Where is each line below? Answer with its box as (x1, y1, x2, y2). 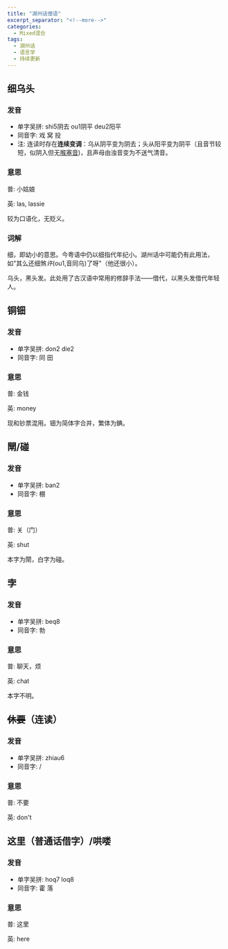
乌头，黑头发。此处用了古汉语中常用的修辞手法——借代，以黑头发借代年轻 (7, 274, 220, 282)
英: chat (7, 677, 30, 685)
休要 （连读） (7, 713, 62, 726)
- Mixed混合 (13, 29, 46, 37)
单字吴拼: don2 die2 (17, 345, 75, 353)
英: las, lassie (7, 199, 45, 208)
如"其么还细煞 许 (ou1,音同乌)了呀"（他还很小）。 (7, 259, 141, 267)
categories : (7, 23, 42, 30)
